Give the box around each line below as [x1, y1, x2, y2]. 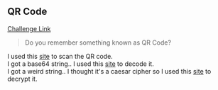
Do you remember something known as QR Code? [24, 38, 172, 47]
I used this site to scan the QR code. [7, 52, 114, 60]
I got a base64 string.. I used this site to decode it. [7, 60, 154, 68]
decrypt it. [7, 74, 38, 83]
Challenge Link [7, 24, 51, 33]
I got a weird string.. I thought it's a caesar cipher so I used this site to [7, 67, 212, 75]
